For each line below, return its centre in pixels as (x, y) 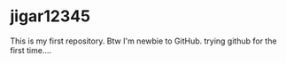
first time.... (31, 50)
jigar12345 (50, 16)
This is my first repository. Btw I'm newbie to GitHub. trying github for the (143, 41)
